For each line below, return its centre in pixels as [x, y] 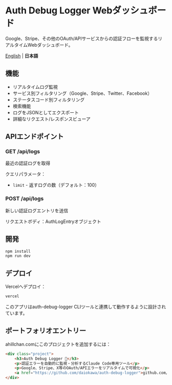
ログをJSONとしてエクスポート [46, 112]
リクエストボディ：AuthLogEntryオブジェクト [53, 221]
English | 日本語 [22, 56]
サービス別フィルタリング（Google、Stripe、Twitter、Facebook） [82, 93]
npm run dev [18, 256]
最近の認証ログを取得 [28, 163]
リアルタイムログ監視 [35, 87]
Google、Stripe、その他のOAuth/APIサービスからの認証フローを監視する [82, 38]
